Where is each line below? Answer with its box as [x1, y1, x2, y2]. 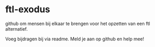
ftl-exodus [5, 4, 50, 15]
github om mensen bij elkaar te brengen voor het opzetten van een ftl [5, 20, 150, 27]
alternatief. [5, 26, 28, 32]
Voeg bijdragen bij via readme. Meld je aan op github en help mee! [5, 36, 144, 42]
